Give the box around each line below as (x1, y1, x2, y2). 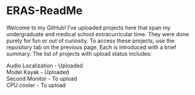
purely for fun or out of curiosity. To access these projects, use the (6, 37, 175, 44)
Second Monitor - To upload (6, 75, 78, 82)
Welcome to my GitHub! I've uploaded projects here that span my (6, 24, 171, 31)
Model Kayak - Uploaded (6, 68, 69, 75)
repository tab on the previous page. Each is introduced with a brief (6, 44, 177, 51)
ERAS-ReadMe (6, 4, 83, 18)
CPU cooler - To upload (6, 81, 66, 89)
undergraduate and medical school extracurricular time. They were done (6, 30, 189, 37)
